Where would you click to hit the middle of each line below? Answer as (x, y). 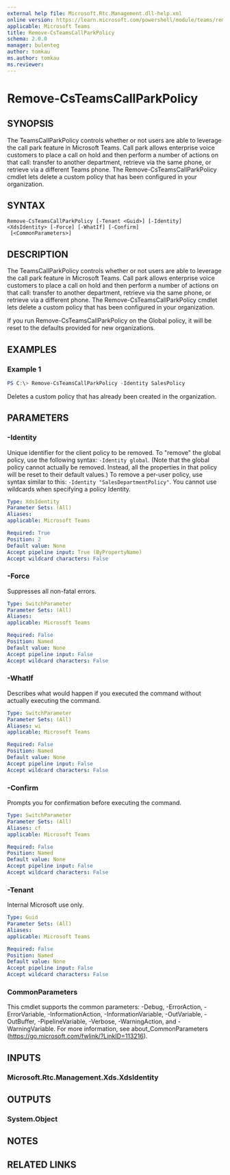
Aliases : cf (24, 828)
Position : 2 (24, 539)
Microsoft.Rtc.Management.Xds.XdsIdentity (83, 1077)
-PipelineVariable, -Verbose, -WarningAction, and (107, 1022)
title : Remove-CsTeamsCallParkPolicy (61, 33)
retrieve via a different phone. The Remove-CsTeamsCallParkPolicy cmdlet (112, 300)
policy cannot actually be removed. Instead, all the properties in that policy (112, 467)
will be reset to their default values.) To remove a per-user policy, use (105, 474)
